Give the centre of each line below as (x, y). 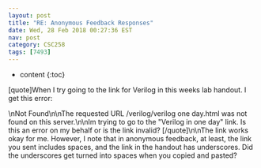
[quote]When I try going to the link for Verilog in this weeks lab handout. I (127, 90)
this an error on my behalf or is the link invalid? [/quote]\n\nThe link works (129, 130)
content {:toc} (42, 75)
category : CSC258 (37, 45)
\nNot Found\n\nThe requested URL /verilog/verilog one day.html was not (128, 114)
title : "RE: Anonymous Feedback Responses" (81, 23)
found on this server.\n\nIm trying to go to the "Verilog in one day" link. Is (127, 122)
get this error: (30, 98)
